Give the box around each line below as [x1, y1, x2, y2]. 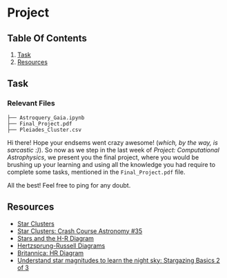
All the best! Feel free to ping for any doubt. [7, 181, 131, 189]
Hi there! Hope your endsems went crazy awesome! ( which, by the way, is [7, 138, 219, 146]
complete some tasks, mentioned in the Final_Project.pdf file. [7, 168, 186, 176]
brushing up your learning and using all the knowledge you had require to [7, 160, 216, 168]
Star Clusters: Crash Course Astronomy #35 [17, 226, 143, 235]
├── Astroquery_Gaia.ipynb [7, 114, 85, 121]
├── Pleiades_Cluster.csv [7, 126, 81, 133]
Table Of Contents [7, 32, 88, 44]
